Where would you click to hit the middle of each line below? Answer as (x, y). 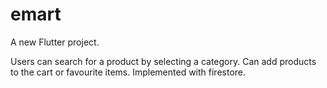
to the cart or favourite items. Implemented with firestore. (128, 72)
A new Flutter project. (55, 42)
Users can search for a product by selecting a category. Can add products (163, 61)
